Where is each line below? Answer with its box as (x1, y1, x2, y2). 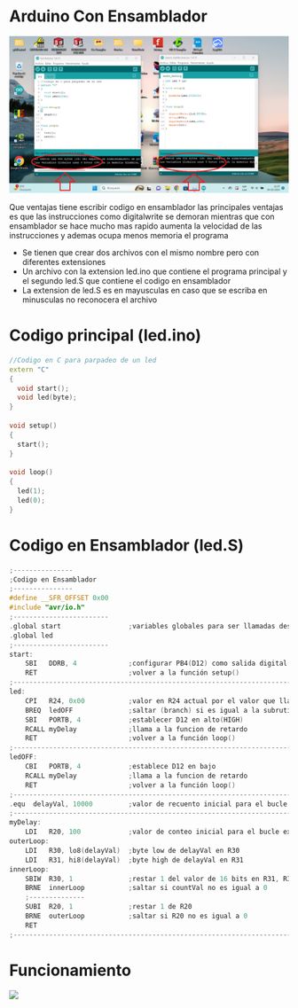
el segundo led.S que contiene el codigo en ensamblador (21, 275, 231, 285)
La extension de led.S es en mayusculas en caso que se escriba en (21, 285, 268, 295)
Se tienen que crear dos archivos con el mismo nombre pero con (21, 246, 260, 258)
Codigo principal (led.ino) (9, 325, 201, 346)
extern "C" (9, 365, 50, 374)
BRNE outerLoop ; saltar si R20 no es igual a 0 (25, 911, 248, 921)
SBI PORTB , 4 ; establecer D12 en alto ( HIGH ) (25, 715, 244, 724)
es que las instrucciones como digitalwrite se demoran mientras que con (9, 211, 275, 222)
